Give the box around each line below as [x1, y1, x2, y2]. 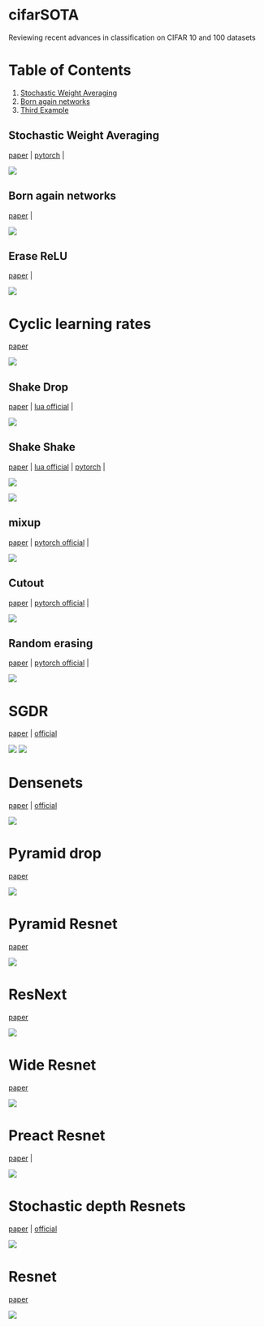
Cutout [8, 577, 45, 590]
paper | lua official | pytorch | [8, 461, 106, 472]
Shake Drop [8, 380, 69, 394]
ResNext [8, 985, 67, 1004]
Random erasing [8, 636, 93, 651]
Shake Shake [8, 440, 76, 454]
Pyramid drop [8, 845, 102, 862]
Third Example [19, 105, 69, 115]
